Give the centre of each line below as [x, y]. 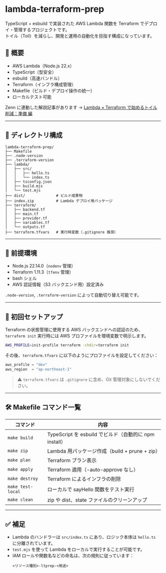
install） [57, 442]
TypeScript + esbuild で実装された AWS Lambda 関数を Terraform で [75, 23]
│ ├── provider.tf [26, 218]
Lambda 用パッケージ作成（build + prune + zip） [104, 451]
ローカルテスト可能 [32, 97]
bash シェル [24, 278]
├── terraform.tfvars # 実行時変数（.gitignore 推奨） [62, 232]
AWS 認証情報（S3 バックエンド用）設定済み [58, 285]
